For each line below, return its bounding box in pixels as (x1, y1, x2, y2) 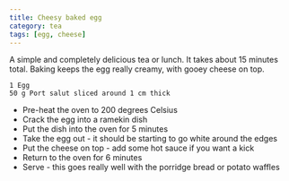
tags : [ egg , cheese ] (9, 30, 87, 39)
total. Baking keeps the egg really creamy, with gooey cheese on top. (9, 64, 265, 74)
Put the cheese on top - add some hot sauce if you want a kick (22, 142, 255, 153)
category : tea (9, 22, 63, 30)
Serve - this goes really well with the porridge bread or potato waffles (22, 162, 280, 173)
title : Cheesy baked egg (9, 13, 102, 22)
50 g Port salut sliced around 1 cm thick (9, 89, 171, 99)
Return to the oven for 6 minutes (22, 152, 143, 163)
